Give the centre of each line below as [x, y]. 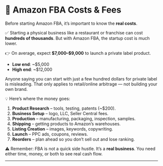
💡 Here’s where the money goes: [38, 99]
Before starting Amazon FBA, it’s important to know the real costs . [71, 23]
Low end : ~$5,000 [31, 64]
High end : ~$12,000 [32, 69]
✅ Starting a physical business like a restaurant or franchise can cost [74, 33]
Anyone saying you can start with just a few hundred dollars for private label [81, 79]
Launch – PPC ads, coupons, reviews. [50, 134]
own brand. [16, 89]
